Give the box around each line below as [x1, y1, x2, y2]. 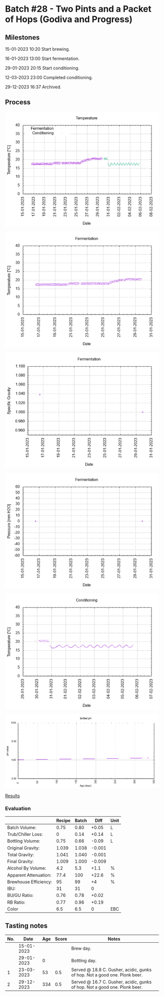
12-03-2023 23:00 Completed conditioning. [5, 75, 93, 80]
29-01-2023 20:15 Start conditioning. [5, 65, 80, 71]
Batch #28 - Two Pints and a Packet [5, 3, 152, 15]
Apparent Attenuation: [7, 872, 51, 878]
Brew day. [71, 946, 92, 952]
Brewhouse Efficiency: [7, 879, 52, 885]
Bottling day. [71, 957, 97, 963]
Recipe [56, 817, 71, 823]
